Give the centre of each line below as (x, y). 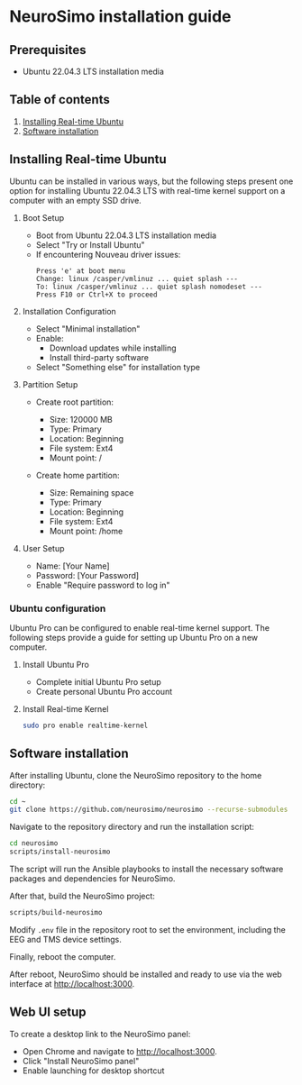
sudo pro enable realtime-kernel (85, 725)
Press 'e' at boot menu (81, 271)
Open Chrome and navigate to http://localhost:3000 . (120, 1051)
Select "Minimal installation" (88, 328)
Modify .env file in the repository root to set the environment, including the (147, 929)
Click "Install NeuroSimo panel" (81, 1061)
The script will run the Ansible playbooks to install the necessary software (146, 869)
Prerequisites (48, 50)
